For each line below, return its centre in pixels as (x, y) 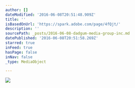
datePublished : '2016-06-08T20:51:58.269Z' (52, 38)
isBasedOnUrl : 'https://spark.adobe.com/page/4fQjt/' (63, 24)
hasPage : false (21, 52)
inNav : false (19, 57)
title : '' (16, 19)
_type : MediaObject (26, 62)
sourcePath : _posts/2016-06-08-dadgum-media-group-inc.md (67, 33)
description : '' (22, 29)
